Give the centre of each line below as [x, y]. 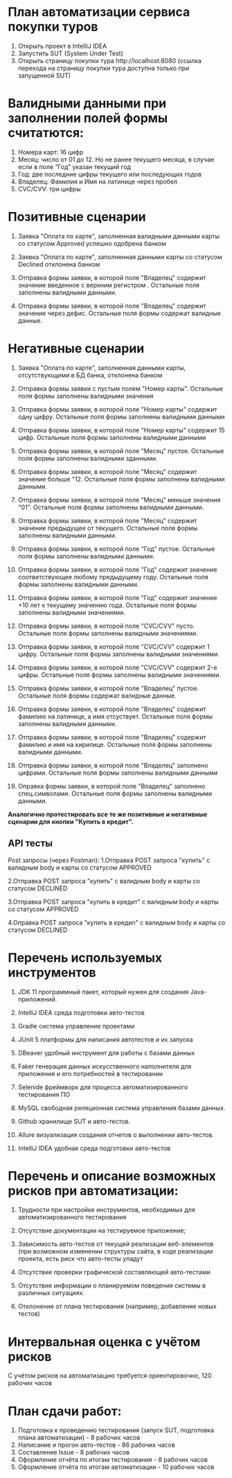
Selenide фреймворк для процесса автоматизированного [103, 1087]
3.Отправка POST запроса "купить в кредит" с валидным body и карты [113, 901]
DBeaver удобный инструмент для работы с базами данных [106, 1053]
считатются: [46, 133]
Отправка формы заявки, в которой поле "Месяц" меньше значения [119, 500]
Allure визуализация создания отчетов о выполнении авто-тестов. [116, 1134]
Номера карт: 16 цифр [51, 152]
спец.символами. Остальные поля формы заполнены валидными [115, 793]
